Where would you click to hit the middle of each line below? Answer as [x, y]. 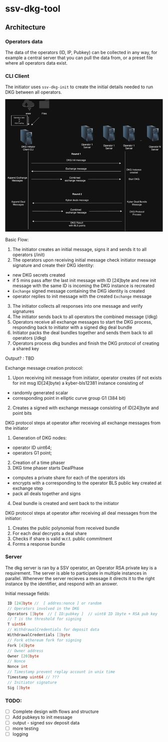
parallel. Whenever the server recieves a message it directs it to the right [80, 578]
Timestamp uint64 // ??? [33, 677]
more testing [25, 728]
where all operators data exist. [36, 63]
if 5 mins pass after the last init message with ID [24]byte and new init [84, 280]
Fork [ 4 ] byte [21, 645]
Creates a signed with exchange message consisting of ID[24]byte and [85, 408]
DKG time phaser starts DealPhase [48, 468]
